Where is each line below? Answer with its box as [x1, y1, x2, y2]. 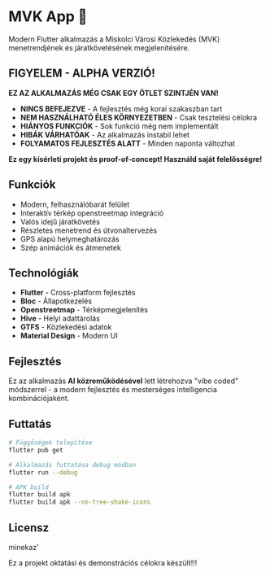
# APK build [8, 483, 49, 491]
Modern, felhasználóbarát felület [20, 199, 130, 209]
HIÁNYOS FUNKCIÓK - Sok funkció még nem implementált [20, 121, 219, 131]
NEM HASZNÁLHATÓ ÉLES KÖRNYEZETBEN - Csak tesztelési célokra [20, 112, 258, 122]
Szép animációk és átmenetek [20, 242, 122, 252]
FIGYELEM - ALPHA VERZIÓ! [8, 67, 156, 81]
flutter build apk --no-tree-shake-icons [8, 498, 151, 507]
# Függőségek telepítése [8, 439, 93, 447]
